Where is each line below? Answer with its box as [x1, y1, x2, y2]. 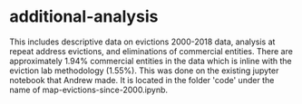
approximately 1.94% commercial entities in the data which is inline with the [9, 55, 292, 66]
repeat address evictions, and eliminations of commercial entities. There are [9, 45, 293, 56]
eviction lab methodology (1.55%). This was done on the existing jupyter [9, 65, 279, 76]
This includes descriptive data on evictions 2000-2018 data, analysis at [9, 36, 276, 47]
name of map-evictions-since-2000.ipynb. [9, 84, 169, 95]
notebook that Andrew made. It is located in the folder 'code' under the [9, 74, 275, 85]
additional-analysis [9, 6, 159, 27]
